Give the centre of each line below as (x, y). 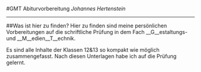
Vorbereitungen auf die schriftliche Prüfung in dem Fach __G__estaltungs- (97, 32)
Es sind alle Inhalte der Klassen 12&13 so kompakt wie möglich (83, 50)
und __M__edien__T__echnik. (41, 38)
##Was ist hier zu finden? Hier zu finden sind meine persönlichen (87, 26)
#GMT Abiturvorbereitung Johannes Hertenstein (66, 9)
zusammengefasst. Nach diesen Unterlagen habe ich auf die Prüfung (92, 56)
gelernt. (16, 62)
